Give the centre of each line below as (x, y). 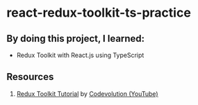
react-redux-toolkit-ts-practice (99, 13)
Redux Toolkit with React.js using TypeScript (80, 55)
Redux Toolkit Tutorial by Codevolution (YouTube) (87, 94)
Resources (30, 77)
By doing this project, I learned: (76, 39)
